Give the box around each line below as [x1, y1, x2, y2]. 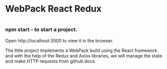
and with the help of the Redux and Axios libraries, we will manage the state [5, 52, 162, 58]
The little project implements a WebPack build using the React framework [5, 47, 157, 53]
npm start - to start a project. [5, 26, 77, 33]
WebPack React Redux [5, 3, 102, 15]
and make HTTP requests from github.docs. [5, 58, 96, 64]
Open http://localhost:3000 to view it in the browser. [5, 37, 114, 43]
